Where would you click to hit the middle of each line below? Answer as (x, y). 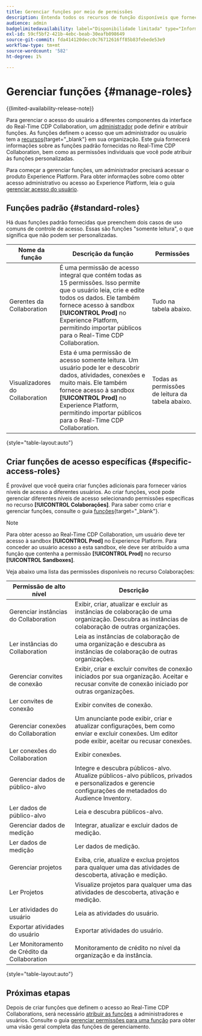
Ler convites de (31, 701)
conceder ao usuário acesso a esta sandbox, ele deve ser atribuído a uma (98, 547)
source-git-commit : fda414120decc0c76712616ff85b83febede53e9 (86, 40)
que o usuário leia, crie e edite (102, 291)
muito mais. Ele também (93, 383)
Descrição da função (103, 254)
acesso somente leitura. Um (99, 360)
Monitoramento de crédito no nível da (128, 948)
